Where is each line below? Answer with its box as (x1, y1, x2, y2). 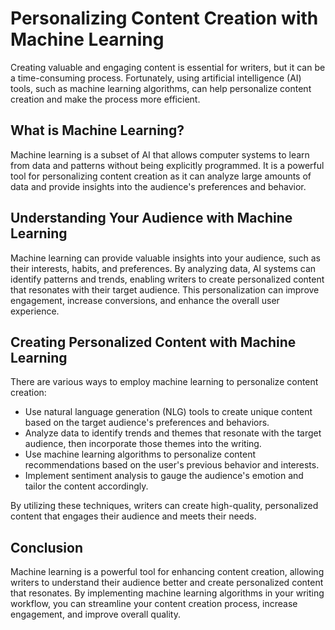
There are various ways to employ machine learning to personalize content (10, 376, 319, 388)
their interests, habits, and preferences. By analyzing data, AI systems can (10, 262, 317, 274)
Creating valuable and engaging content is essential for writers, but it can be (10, 61, 326, 73)
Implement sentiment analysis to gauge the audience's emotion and (24, 470, 304, 482)
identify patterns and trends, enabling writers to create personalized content (10, 273, 325, 285)
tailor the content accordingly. (24, 480, 149, 492)
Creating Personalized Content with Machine (10, 333, 297, 351)
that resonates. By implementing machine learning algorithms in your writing (10, 587, 325, 599)
